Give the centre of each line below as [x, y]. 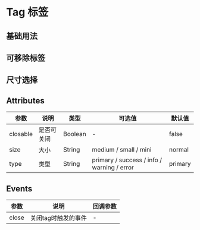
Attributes [25, 101]
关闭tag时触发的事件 [59, 218]
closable [21, 134]
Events [19, 189]
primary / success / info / [127, 160]
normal [179, 150]
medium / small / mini [122, 150]
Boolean [75, 134]
